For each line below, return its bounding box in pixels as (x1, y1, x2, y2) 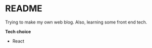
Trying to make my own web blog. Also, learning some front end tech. (5, 19, 148, 25)
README (5, 3, 43, 14)
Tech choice (5, 28, 31, 34)
